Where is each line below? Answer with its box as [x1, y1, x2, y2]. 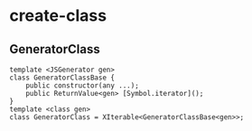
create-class [9, 5, 107, 26]
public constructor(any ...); [25, 81, 140, 90]
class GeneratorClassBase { [9, 73, 116, 82]
